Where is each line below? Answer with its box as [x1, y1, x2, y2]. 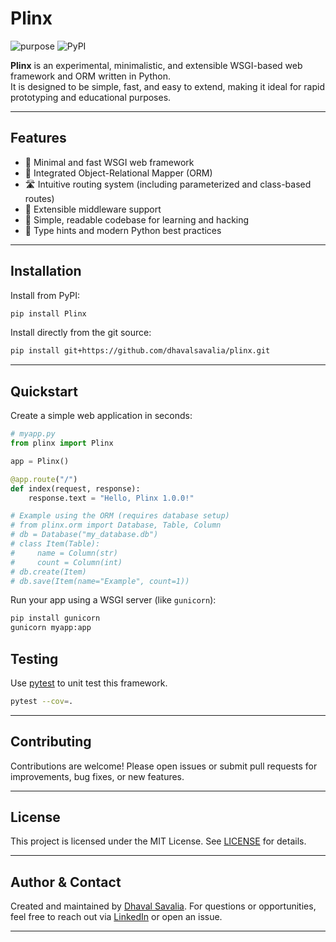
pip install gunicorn [10, 613, 101, 624]
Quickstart [10, 383, 79, 400]
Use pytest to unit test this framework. [10, 677, 168, 689]
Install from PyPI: [10, 289, 81, 301]
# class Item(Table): [10, 539, 101, 549]
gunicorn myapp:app [10, 623, 92, 633]
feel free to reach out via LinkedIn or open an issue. [10, 911, 223, 923]
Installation [10, 263, 82, 280]
